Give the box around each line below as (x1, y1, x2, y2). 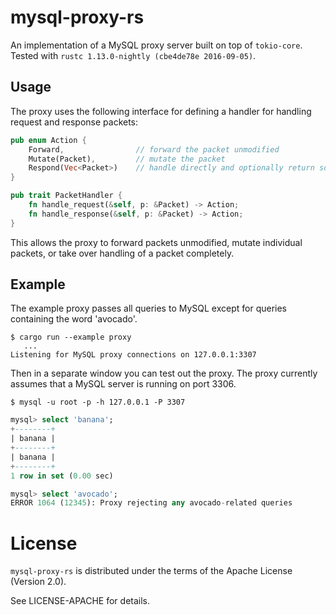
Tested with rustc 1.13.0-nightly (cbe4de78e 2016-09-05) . (10, 49, 257, 61)
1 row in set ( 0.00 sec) (10, 471, 114, 481)
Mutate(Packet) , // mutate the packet (28, 154, 226, 164)
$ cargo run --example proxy (10, 332, 132, 343)
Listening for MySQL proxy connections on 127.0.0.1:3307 (10, 350, 257, 360)
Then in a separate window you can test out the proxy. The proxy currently (10, 367, 318, 380)
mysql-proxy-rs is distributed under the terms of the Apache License (10, 565, 293, 577)
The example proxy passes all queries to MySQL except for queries (10, 302, 288, 315)
